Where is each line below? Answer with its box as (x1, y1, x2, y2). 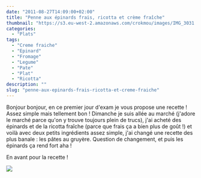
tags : (6, 37, 20, 43)
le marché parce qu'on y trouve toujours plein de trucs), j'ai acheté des (6, 116, 182, 123)
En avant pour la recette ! (6, 153, 68, 161)
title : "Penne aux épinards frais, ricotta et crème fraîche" (6, 14, 165, 20)
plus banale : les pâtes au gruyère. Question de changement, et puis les (6, 135, 184, 143)
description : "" (6, 82, 47, 88)
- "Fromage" (11, 54, 42, 60)
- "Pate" (11, 64, 34, 71)
